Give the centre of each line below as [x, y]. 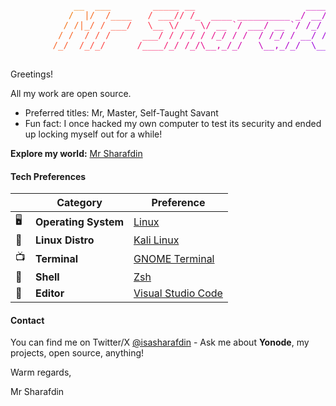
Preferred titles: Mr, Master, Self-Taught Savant [121, 113]
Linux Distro [65, 240]
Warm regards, [41, 372]
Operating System [80, 222]
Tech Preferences [48, 176]
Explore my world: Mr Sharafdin [76, 153]
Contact [27, 320]
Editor [50, 293]
